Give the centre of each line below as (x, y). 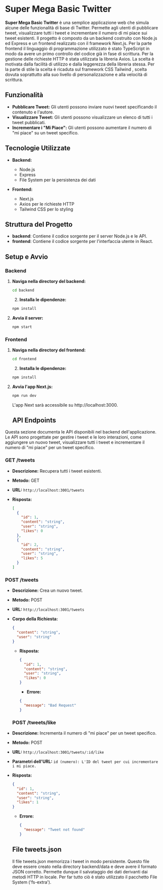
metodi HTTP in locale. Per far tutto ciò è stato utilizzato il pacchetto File (84, 877)
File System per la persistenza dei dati (57, 180)
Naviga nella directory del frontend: (49, 350)
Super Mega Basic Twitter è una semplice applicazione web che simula (77, 22)
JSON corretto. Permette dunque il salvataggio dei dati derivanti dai (80, 871)
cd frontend (24, 359)
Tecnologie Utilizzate (38, 148)
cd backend (23, 290)
